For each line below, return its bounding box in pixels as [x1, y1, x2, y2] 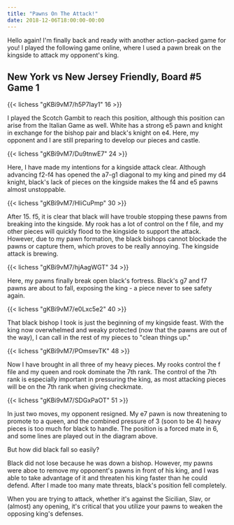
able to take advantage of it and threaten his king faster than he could [7, 474, 208, 482]
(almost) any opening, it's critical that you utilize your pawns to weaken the [7, 502, 224, 510]
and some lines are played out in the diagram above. [7, 432, 159, 441]
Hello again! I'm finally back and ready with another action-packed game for [7, 36, 226, 44]
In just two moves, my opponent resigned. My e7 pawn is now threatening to [7, 410, 228, 418]
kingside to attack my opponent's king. [7, 50, 119, 59]
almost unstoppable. [7, 186, 66, 194]
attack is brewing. [7, 249, 59, 258]
